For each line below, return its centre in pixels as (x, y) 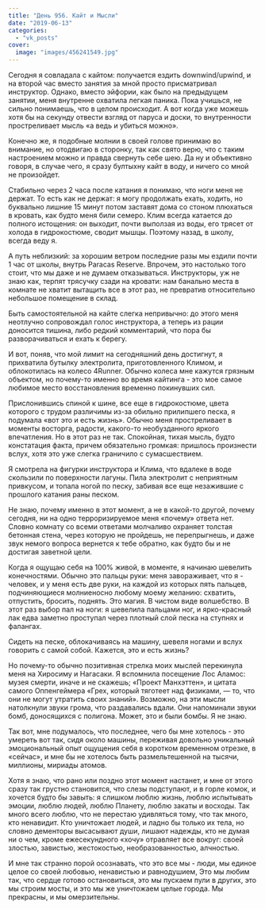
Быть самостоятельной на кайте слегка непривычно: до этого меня (123, 313)
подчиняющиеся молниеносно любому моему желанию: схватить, (122, 593)
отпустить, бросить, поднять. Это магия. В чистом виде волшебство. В (129, 601)
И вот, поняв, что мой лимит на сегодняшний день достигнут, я (116, 354)
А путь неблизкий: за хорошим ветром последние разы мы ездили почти (133, 256)
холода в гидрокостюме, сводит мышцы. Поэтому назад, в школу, (121, 232)
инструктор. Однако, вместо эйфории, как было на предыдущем (118, 92)
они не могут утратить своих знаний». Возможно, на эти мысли (117, 699)
